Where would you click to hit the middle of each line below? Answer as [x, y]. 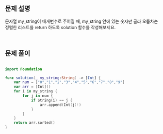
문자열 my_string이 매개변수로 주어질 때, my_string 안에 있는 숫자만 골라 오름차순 [81, 21]
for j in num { [38, 96]
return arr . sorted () [34, 123]
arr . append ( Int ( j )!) [60, 105]
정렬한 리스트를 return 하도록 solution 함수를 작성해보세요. [60, 27]
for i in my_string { [35, 91]
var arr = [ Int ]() [32, 87]
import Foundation [24, 69]
